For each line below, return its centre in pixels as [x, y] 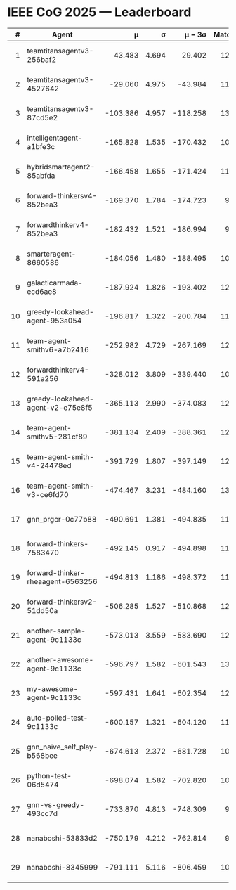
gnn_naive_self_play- [63, 747]
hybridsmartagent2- [61, 167]
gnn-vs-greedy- [56, 804]
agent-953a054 [54, 321]
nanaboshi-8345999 [63, 867]
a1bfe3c [41, 146]
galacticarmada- [55, 283]
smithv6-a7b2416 [58, 349]
